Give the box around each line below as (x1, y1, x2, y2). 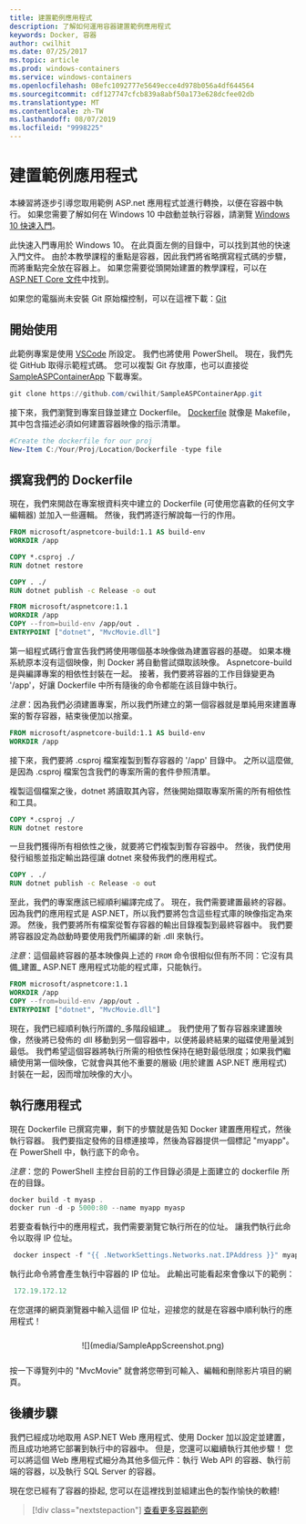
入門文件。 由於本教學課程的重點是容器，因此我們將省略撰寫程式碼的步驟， (9, 251, 291, 261)
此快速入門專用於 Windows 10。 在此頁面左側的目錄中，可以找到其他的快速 (9, 239, 291, 251)
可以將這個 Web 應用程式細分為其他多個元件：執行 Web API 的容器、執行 (9, 1454, 283, 1465)
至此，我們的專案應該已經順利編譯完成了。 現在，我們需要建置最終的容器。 (9, 896, 291, 907)
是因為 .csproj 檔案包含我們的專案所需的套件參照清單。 (9, 766, 216, 777)
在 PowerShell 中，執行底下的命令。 (9, 1146, 144, 1157)
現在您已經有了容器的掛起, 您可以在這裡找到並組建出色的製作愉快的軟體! (9, 1485, 280, 1496)
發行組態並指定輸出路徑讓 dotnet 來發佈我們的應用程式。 (9, 853, 222, 864)
